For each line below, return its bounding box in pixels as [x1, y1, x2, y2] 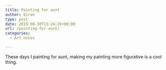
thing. [5, 59, 18, 65]
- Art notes [10, 36, 35, 41]
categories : [5, 31, 30, 36]
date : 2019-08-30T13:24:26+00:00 [5, 21, 76, 27]
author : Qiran [5, 12, 35, 17]
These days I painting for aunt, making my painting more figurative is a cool [5, 53, 162, 59]
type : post [5, 17, 28, 22]
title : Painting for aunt [5, 7, 60, 13]
